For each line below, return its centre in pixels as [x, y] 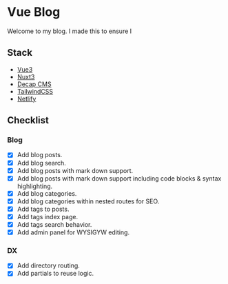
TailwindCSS [35, 91]
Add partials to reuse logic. [55, 274]
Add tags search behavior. [54, 224]
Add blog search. [42, 163]
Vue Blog [34, 12]
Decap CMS [34, 84]
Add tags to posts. [43, 209]
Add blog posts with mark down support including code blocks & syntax [119, 178]
